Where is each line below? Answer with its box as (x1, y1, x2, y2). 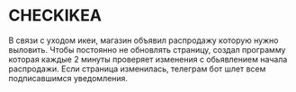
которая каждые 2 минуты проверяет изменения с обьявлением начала (8, 54, 288, 64)
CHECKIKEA (8, 5, 103, 26)
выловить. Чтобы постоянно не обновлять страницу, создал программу (8, 44, 286, 54)
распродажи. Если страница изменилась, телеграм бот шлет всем (8, 63, 266, 74)
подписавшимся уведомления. (8, 72, 128, 83)
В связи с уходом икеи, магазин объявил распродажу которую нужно (8, 35, 279, 46)
